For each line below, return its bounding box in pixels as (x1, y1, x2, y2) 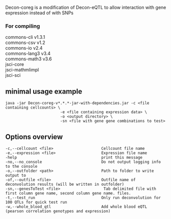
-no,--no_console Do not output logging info (5, 159, 161, 164)
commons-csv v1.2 (5, 39, 45, 46)
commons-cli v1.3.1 (5, 34, 45, 40)
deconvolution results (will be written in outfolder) (5, 182, 125, 187)
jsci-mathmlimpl (5, 67, 39, 73)
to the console (5, 164, 38, 169)
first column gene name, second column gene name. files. (5, 190, 131, 196)
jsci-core (5, 61, 25, 68)
